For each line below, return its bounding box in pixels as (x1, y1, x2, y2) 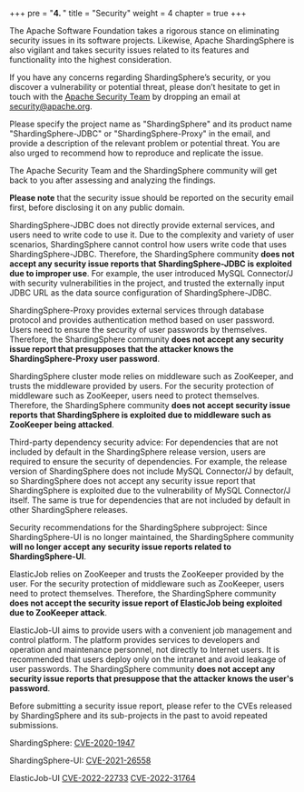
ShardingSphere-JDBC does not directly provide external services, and (9, 220, 275, 230)
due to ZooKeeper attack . (9, 607, 107, 617)
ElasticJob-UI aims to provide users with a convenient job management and (9, 625, 292, 636)
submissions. (9, 720, 59, 730)
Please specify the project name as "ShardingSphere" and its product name (9, 118, 292, 129)
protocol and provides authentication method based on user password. (9, 315, 275, 326)
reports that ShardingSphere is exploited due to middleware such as (9, 409, 271, 420)
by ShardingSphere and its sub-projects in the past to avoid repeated (9, 710, 268, 721)
